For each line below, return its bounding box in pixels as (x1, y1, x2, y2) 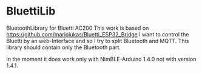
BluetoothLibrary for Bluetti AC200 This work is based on (6, 24, 149, 32)
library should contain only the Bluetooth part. (6, 44, 121, 51)
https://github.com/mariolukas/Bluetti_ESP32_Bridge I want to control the (6, 30, 189, 38)
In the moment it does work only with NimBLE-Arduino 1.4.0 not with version (6, 55, 197, 62)
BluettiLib (6, 4, 56, 18)
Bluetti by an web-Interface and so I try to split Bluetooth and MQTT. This (6, 37, 189, 44)
